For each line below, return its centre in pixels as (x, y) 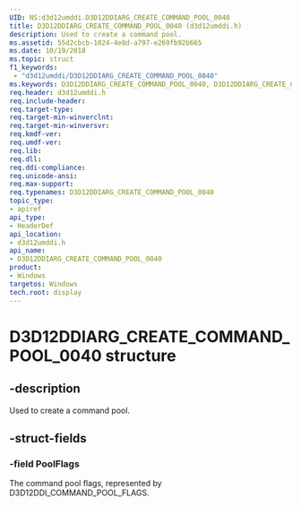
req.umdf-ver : (36, 142)
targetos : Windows (43, 284)
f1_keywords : (34, 68)
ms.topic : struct (42, 59)
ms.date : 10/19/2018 (48, 51)
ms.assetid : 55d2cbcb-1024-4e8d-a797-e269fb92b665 (106, 43)
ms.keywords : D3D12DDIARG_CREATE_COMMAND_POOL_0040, (110, 84)
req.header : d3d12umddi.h (57, 92)
